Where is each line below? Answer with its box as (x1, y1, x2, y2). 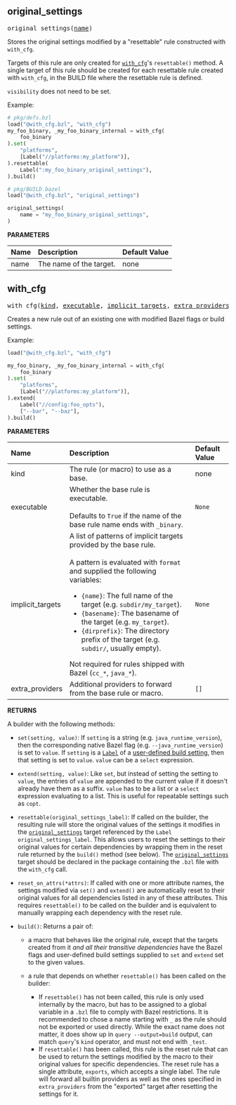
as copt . (17, 799, 41, 807)
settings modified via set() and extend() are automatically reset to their (17, 886, 225, 894)
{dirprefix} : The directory (81, 626, 170, 635)
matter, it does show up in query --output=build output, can (38, 1030, 213, 1038)
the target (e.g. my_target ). (81, 617, 170, 627)
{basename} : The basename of (81, 608, 179, 618)
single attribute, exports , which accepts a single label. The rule (38, 1067, 221, 1076)
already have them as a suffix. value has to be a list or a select (17, 784, 199, 793)
